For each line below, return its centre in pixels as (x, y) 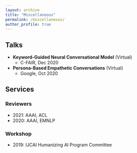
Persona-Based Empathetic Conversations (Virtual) (68, 68)
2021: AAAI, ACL (30, 115)
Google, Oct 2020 (39, 73)
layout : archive (22, 10)
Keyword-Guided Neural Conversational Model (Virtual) (72, 57)
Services (20, 90)
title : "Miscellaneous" (31, 15)
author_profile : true (28, 24)
